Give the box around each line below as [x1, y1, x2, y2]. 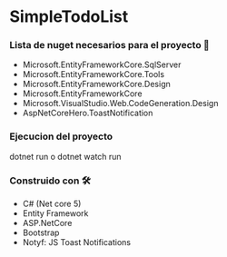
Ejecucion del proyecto [9, 130, 113, 143]
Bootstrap [22, 227, 60, 238]
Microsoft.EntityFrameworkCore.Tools [22, 69, 165, 80]
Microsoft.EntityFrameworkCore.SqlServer [22, 59, 182, 70]
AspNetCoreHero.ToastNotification [22, 107, 153, 119]
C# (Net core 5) [22, 198, 82, 210]
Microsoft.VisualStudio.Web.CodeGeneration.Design [22, 98, 219, 109]
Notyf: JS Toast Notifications [22, 237, 132, 248]
